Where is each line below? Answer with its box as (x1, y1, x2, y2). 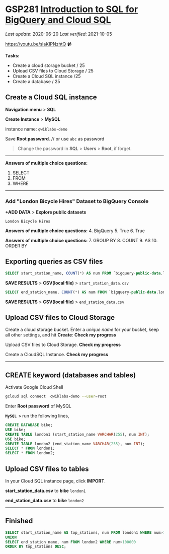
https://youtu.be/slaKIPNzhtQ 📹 (5, 41, 72, 47)
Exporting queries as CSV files (5, 257, 103, 266)
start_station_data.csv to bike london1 (5, 488, 86, 494)
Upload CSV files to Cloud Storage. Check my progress (5, 341, 121, 348)
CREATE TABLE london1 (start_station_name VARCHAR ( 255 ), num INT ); (5, 432, 150, 437)
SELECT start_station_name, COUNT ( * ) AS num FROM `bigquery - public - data (5, 270, 161, 275)
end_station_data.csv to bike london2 (5, 498, 84, 504)
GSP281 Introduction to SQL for (5, 4, 138, 15)
